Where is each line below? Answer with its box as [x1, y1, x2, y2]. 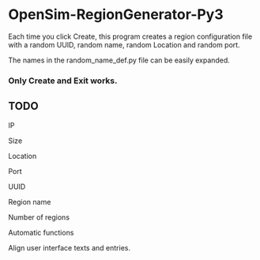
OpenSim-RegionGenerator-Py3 [8, 6, 224, 24]
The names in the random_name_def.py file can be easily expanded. [8, 55, 231, 65]
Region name [8, 197, 51, 206]
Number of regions [8, 212, 70, 222]
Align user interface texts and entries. [8, 243, 130, 252]
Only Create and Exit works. [8, 75, 118, 86]
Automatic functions [8, 228, 74, 237]
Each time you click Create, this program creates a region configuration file [8, 32, 253, 41]
